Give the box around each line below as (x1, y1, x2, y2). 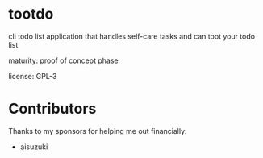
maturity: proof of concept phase (8, 56, 119, 65)
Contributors (8, 100, 97, 118)
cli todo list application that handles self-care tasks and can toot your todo (8, 31, 256, 41)
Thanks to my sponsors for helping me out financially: (8, 126, 187, 135)
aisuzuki (19, 142, 48, 152)
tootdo (8, 5, 54, 23)
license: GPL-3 (8, 71, 57, 81)
